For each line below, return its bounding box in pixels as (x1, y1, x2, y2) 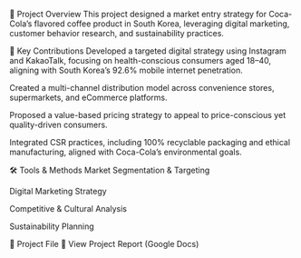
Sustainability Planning (9, 221, 95, 232)
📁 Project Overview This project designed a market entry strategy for (9, 9, 267, 19)
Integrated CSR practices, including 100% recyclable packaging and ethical (9, 137, 291, 147)
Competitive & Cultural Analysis (9, 203, 127, 213)
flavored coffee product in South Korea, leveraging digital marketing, (34, 18, 290, 29)
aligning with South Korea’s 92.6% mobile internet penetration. (9, 64, 243, 75)
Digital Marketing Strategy (9, 186, 107, 196)
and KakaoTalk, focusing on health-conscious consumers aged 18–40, (9, 55, 272, 65)
